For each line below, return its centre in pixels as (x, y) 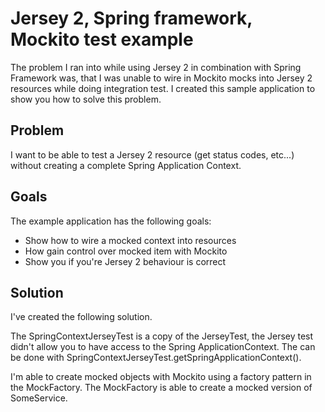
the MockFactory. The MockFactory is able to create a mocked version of (161, 388)
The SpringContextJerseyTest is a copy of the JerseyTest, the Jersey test (162, 336)
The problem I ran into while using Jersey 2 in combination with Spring (156, 67)
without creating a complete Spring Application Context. (126, 165)
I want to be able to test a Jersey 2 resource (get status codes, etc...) (152, 154)
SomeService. (39, 398)
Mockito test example (102, 39)
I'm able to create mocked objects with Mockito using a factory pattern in (161, 377)
